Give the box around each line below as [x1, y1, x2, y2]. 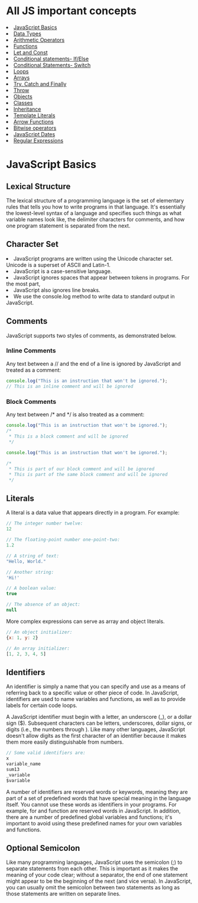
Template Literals [14, 111, 56, 119]
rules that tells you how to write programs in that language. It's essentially [6, 203, 186, 210]
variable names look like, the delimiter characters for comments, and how [6, 216, 185, 223]
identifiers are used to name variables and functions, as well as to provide [6, 696, 186, 703]
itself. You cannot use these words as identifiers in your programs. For [6, 801, 177, 808]
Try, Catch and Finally [14, 80, 67, 87]
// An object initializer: [6, 629, 73, 635]
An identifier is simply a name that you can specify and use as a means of [6, 683, 186, 690]
